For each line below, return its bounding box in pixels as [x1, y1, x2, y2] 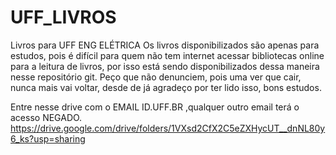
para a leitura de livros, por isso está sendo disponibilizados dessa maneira [10, 60, 320, 72]
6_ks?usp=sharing [10, 132, 86, 145]
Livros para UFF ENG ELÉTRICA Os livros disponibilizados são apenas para [10, 39, 320, 51]
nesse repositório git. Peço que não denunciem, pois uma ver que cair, [10, 71, 302, 83]
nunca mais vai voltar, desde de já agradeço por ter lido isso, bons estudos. [10, 81, 322, 93]
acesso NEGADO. [10, 111, 83, 123]
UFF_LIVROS [10, 6, 117, 29]
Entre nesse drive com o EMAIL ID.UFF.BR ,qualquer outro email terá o [10, 101, 300, 113]
